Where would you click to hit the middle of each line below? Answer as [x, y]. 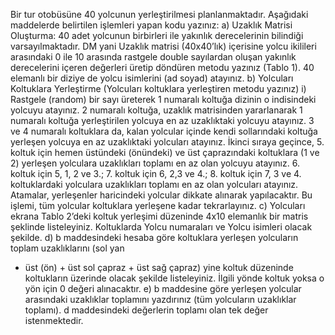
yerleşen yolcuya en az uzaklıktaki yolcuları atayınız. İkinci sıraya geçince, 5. [167, 142]
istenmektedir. [54, 320]
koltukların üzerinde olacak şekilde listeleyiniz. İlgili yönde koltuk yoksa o [174, 278]
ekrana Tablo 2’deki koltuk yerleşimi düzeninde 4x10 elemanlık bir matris [159, 216]
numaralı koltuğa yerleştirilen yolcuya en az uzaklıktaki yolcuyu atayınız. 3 [162, 120]
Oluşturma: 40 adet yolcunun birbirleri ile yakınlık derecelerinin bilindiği [157, 35]
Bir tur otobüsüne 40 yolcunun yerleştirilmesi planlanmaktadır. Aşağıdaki [159, 14]
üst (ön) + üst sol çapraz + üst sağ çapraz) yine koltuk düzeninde [159, 267]
